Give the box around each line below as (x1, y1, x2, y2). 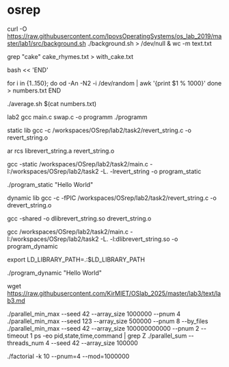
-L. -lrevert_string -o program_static (100, 167, 202, 175)
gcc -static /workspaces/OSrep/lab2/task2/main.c (7, 160, 149, 168)
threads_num (7, 338, 44, 347)
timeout (7, 331, 29, 340)
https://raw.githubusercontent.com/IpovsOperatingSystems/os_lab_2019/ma (7, 31, 222, 40)
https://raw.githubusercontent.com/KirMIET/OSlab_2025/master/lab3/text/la (7, 289, 221, 297)
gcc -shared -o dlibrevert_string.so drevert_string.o (7, 214, 152, 223)
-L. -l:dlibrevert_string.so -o (100, 235, 178, 243)
